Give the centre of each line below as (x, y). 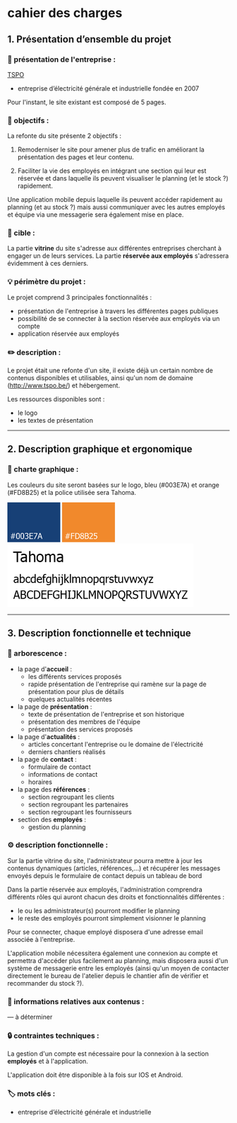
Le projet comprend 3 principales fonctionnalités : (80, 297)
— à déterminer (30, 1017)
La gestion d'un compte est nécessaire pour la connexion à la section (108, 1054)
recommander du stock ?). (46, 983)
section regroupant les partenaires (78, 804)
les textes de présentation (55, 421)
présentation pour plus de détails (76, 691)
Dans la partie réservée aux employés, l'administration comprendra (105, 889)
